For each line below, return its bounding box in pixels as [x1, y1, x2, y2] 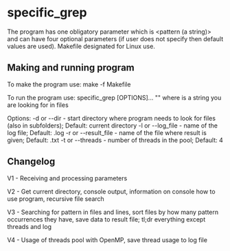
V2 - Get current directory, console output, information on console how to [7, 187, 216, 195]
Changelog [7, 156, 56, 167]
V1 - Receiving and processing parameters [7, 174, 128, 182]
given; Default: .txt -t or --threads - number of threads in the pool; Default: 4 [7, 136, 223, 144]
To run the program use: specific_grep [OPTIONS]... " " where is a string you [7, 93, 222, 101]
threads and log [7, 222, 51, 230]
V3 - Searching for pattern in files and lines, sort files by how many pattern [7, 208, 219, 216]
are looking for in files [7, 101, 69, 109]
